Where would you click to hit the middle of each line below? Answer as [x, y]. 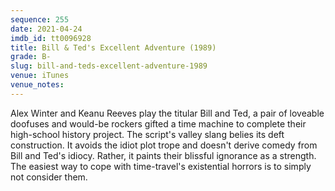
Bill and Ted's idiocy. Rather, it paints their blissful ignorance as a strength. [163, 155]
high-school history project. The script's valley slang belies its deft [147, 134]
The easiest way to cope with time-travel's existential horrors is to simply [161, 166]
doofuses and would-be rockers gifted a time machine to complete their [158, 123]
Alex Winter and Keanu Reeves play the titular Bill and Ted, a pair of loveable [167, 113]
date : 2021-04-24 [46, 29]
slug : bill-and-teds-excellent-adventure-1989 [109, 66]
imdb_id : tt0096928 [51, 38]
